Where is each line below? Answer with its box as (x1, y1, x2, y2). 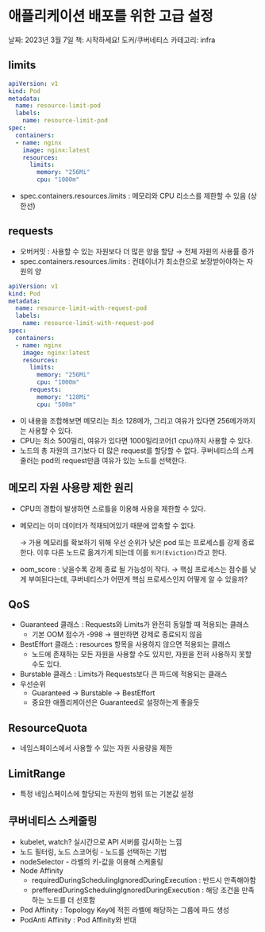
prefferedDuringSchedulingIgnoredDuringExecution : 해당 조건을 (31, 885, 240, 895)
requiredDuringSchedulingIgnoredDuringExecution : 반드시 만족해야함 (31, 875, 256, 884)
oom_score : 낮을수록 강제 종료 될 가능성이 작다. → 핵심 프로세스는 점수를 (19, 564, 248, 574)
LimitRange (8, 767, 66, 780)
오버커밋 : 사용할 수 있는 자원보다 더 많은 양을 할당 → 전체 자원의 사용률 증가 (19, 246, 255, 256)
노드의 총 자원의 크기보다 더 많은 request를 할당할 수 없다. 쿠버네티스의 (19, 446, 240, 455)
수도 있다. (31, 659, 62, 669)
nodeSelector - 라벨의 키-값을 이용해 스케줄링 (19, 857, 164, 866)
